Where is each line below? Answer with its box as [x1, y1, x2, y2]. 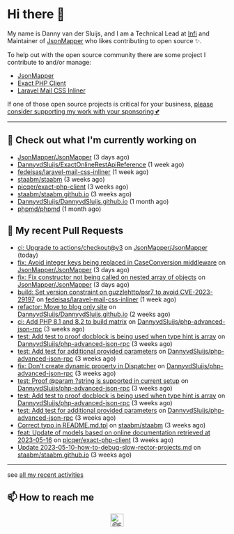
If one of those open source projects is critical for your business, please [7, 100, 214, 108]
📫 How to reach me [7, 491, 95, 503]
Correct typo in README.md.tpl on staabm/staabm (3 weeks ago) [17, 421, 206, 429]
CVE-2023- [180, 288, 214, 296]
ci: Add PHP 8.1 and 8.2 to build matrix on [17, 317, 136, 326]
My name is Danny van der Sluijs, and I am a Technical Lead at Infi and [7, 29, 210, 38]
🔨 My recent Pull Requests [7, 225, 124, 237]
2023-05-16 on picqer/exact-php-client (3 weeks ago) [17, 435, 174, 444]
